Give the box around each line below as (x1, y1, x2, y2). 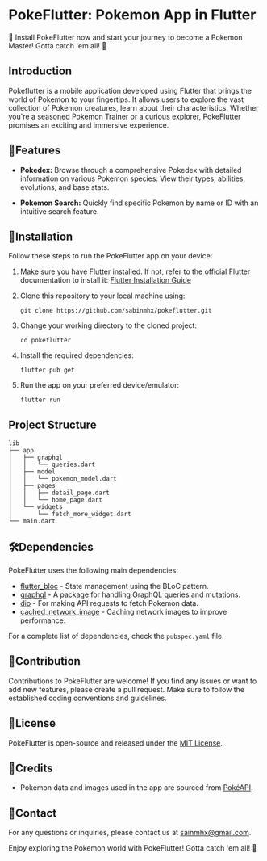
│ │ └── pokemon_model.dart (8, 475, 117, 483)
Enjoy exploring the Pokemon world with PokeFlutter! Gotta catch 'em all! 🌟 (8, 843, 257, 853)
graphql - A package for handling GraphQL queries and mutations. (19, 590, 241, 599)
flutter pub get (19, 366, 75, 375)
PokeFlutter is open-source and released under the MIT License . (8, 737, 223, 748)
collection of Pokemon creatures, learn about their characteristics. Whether (8, 103, 260, 112)
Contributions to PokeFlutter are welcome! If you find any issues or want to (8, 676, 257, 686)
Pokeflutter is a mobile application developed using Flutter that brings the (8, 86, 252, 95)
